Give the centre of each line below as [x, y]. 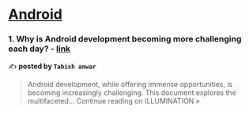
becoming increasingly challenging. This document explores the [132, 93]
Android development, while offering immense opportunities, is [130, 85]
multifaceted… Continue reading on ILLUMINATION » [113, 101]
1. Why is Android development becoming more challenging [125, 39]
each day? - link [40, 49]
